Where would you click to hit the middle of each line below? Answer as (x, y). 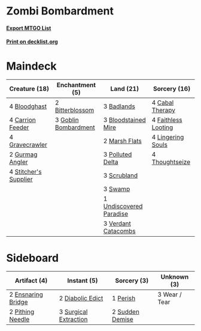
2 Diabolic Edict (81, 299)
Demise (122, 320)
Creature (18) (29, 89)
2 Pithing (22, 312)
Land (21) (125, 89)
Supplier (21, 180)
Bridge (19, 302)
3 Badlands (119, 106)
